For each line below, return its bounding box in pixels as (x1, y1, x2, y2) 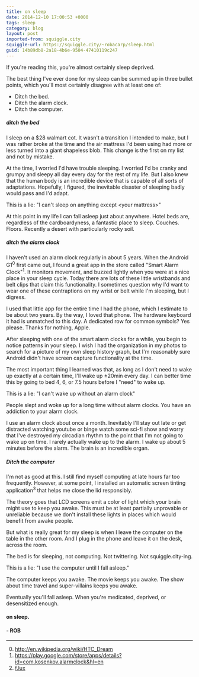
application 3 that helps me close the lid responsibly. (6, 485, 133, 494)
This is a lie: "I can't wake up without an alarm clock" (6, 390, 135, 397)
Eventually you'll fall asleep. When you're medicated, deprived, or (6, 593, 166, 600)
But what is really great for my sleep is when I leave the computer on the (6, 529, 183, 536)
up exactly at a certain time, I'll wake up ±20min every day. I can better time (6, 372, 191, 379)
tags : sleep (6, 20, 36, 26)
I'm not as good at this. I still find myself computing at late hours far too (6, 473, 180, 480)
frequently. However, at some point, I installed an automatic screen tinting (6, 479, 186, 487)
